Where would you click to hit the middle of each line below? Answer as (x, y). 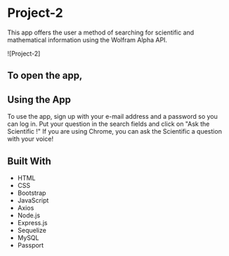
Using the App (39, 100)
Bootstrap (32, 193)
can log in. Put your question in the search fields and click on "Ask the (109, 124)
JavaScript (33, 200)
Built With (29, 161)
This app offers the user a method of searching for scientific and (101, 32)
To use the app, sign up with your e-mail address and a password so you (112, 117)
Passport (31, 245)
